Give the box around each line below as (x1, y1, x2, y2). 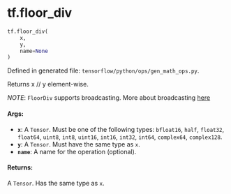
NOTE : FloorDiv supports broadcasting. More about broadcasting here (7, 94, 211, 102)
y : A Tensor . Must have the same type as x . (17, 140, 141, 148)
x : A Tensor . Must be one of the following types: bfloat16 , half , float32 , (17, 125, 225, 133)
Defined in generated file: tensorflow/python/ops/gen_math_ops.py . (7, 66, 200, 75)
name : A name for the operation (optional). (17, 147, 137, 156)
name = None (20, 47, 49, 54)
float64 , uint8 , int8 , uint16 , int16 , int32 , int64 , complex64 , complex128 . (17, 133, 223, 141)
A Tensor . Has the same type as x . (7, 179, 105, 187)
